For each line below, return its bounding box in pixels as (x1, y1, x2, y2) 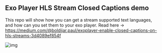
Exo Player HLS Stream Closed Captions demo (5, 4, 149, 12)
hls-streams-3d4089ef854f (5, 32, 61, 38)
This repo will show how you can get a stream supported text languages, (5, 17, 152, 23)
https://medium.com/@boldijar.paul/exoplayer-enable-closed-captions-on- (5, 27, 157, 33)
